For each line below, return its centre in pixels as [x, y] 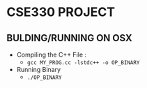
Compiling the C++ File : [52, 54]
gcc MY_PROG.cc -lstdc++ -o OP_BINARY [83, 63]
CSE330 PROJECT [61, 12]
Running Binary [38, 69]
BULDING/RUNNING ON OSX [70, 38]
